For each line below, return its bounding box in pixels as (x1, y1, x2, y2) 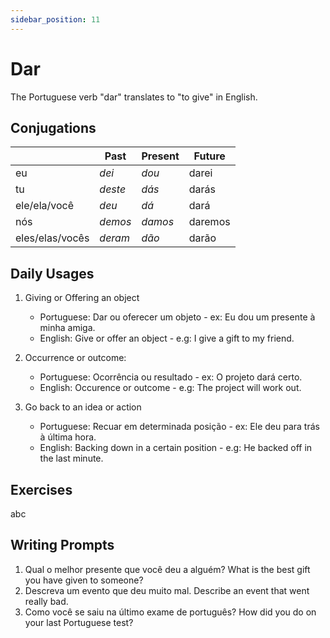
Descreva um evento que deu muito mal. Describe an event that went (24, 584, 310, 596)
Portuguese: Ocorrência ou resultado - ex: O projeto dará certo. (39, 371, 303, 383)
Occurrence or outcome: (24, 352, 127, 364)
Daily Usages (10, 265, 95, 282)
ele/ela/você (15, 199, 74, 213)
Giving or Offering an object (24, 292, 140, 304)
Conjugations (10, 119, 97, 136)
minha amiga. (39, 322, 96, 334)
